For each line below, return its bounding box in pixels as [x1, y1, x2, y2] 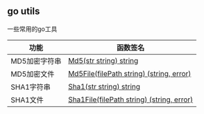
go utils [7, 6, 40, 17]
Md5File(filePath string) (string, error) [68, 68, 192, 78]
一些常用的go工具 [7, 24, 58, 33]
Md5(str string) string [68, 55, 139, 65]
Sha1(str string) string [68, 82, 141, 91]
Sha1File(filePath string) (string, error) [68, 95, 194, 104]
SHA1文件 [10, 95, 44, 104]
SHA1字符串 [10, 82, 51, 92]
